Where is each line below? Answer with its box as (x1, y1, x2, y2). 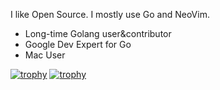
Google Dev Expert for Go (24, 39, 132, 50)
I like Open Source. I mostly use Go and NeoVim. (10, 9, 210, 20)
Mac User (24, 49, 66, 61)
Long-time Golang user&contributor (24, 28, 172, 39)
